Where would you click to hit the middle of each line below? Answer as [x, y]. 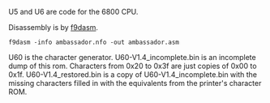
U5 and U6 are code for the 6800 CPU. [73, 12]
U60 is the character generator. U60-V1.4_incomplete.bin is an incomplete [133, 57]
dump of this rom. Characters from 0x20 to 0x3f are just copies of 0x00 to [133, 66]
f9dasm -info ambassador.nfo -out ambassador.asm [94, 42]
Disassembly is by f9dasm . [54, 27]
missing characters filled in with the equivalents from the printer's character [135, 83]
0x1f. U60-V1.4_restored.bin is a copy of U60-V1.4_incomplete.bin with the [133, 75]
